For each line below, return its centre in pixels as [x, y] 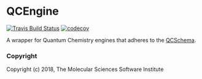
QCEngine [33, 11]
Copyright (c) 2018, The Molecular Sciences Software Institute [85, 69]
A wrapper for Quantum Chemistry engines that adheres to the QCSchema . [101, 40]
